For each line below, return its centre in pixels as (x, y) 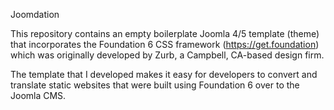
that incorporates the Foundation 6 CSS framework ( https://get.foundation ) (165, 44)
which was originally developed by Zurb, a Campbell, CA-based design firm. (167, 55)
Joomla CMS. (38, 95)
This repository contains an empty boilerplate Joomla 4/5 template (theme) (165, 33)
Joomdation (35, 14)
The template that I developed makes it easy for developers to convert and (164, 74)
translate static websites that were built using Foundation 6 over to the (155, 85)
